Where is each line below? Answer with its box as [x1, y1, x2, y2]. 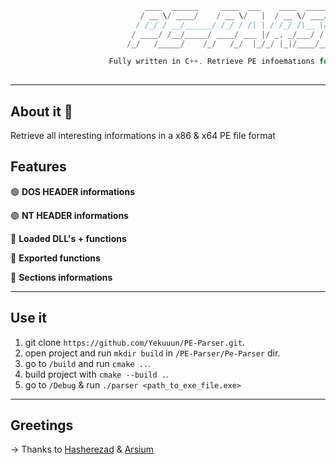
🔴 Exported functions [10, 252, 101, 264]
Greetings [10, 417, 74, 434]
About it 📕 [10, 103, 73, 120]
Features [10, 158, 67, 176]
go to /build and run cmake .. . [24, 357, 152, 369]
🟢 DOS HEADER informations [10, 185, 135, 197]
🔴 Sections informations [10, 271, 113, 283]
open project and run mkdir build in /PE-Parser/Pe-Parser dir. [24, 347, 281, 359]
